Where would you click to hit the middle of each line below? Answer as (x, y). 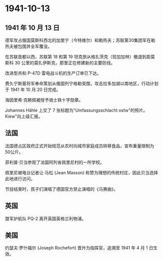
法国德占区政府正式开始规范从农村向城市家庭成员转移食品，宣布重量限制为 (80, 146)
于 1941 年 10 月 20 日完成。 (33, 90)
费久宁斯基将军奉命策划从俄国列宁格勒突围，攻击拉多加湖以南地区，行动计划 (82, 84)
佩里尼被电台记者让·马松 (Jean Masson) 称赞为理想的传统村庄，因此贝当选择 (81, 172)
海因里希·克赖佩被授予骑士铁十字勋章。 (44, 100)
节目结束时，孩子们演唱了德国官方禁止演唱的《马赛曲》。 (62, 189)
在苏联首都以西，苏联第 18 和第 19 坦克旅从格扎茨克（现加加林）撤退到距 (78, 57)
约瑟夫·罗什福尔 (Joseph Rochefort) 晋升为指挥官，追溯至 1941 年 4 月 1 (76, 248)
